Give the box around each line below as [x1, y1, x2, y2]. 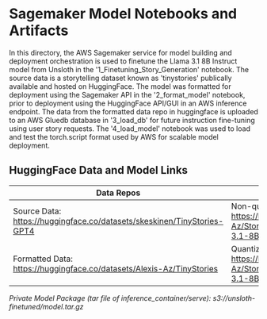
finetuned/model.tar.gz [9, 302, 84, 311]
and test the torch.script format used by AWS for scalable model [9, 132, 219, 141]
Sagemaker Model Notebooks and [9, 5, 237, 23]
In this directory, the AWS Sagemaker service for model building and [9, 48, 232, 57]
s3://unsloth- [212, 293, 256, 302]
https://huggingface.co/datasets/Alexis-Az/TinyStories [13, 263, 219, 274]
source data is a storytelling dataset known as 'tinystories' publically [9, 73, 232, 83]
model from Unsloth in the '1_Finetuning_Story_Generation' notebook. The [9, 64, 249, 74]
